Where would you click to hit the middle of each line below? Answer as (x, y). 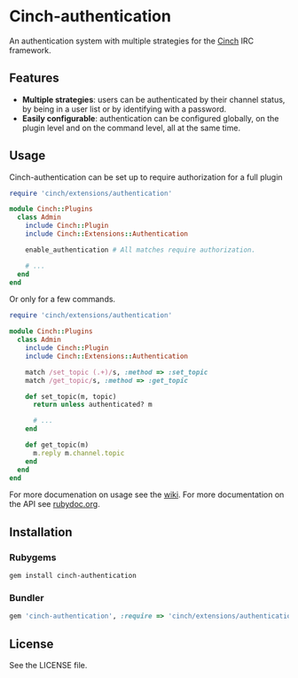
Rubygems (33, 557)
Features (34, 78)
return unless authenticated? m (92, 405)
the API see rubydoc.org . (55, 504)
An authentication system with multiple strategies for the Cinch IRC (132, 41)
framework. (30, 50)
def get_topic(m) (57, 445)
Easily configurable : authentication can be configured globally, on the (150, 118)
